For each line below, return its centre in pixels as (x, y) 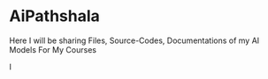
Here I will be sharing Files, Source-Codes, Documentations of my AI (134, 40)
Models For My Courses (53, 49)
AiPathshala (54, 16)
